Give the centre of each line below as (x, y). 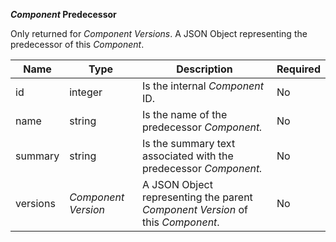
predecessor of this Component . (77, 44)
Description (204, 69)
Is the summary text (188, 143)
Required (298, 69)
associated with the (187, 156)
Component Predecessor (63, 14)
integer (86, 92)
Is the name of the (184, 114)
